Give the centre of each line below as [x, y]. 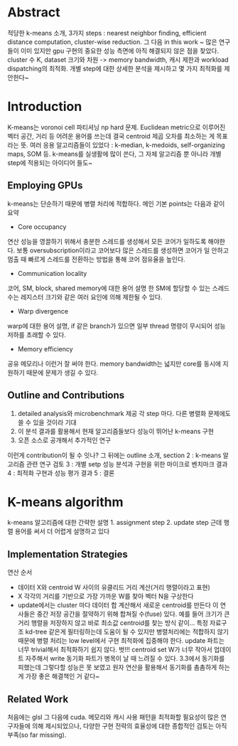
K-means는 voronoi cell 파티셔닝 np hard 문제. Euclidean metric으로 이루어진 [117, 127]
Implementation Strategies [67, 554]
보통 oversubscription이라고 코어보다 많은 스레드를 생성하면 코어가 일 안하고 [123, 250]
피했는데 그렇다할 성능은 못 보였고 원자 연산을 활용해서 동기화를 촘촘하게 [117, 667]
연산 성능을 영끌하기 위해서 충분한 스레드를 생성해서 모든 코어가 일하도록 [107, 241]
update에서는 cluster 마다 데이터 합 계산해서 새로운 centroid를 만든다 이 [118, 605]
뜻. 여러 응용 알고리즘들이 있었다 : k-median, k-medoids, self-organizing [123, 145]
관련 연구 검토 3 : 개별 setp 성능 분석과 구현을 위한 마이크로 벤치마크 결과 [127, 464]
